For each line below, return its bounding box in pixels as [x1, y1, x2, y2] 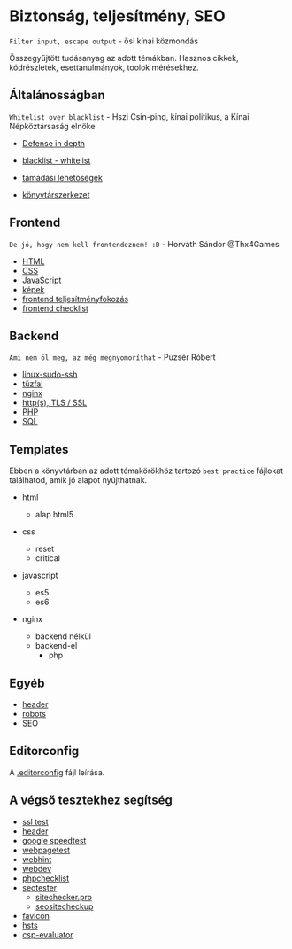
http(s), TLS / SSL [21, 397, 88, 408]
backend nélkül [35, 631, 91, 642]
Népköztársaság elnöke [9, 121, 96, 131]
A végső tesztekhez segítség [9, 793, 173, 808]
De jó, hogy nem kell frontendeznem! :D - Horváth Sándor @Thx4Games [9, 238, 280, 249]
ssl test [21, 816, 49, 827]
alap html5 [35, 510, 74, 520]
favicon [21, 910, 50, 921]
